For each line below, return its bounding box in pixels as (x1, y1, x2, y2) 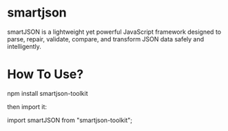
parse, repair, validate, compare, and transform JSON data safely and (7, 34, 205, 43)
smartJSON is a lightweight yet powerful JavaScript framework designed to (7, 28, 222, 36)
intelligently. (7, 42, 41, 50)
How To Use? (7, 67, 84, 82)
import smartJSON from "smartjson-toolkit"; (7, 116, 133, 124)
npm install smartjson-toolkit (7, 89, 88, 97)
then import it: (7, 102, 47, 111)
